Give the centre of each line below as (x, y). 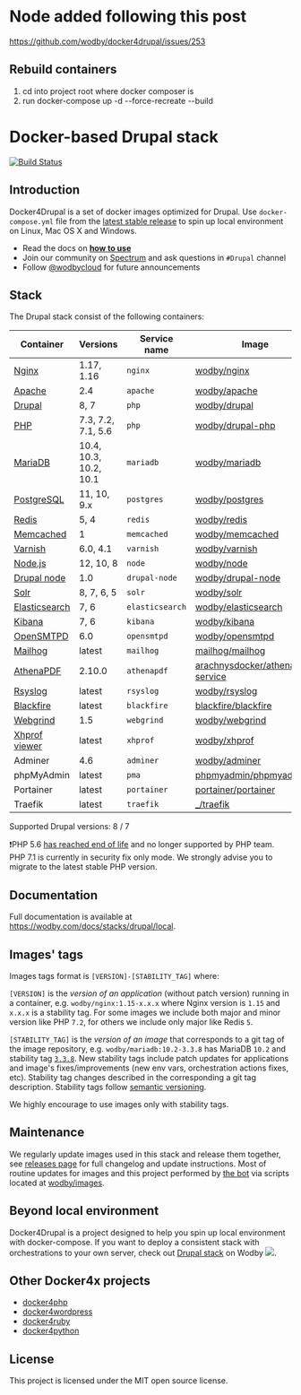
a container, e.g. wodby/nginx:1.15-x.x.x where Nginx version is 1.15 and (145, 1002)
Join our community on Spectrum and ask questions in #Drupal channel (154, 257)
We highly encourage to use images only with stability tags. (119, 1104)
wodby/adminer (228, 761)
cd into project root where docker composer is (108, 91)
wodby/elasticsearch (239, 607)
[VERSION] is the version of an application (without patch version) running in (149, 993)
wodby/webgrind (231, 721)
